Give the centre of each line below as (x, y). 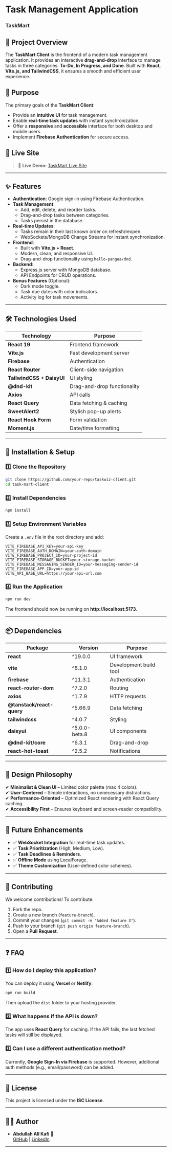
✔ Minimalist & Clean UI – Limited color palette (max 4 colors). (71, 787)
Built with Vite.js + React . (47, 248)
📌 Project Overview (37, 42)
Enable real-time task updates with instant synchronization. (76, 120)
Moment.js (21, 428)
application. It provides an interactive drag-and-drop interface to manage (83, 60)
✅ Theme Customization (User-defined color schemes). (72, 865)
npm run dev (18, 599)
